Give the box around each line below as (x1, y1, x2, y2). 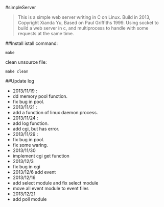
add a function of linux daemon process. (12, 110, 98, 115)
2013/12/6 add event (12, 169, 56, 175)
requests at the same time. (17, 31, 74, 36)
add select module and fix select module (12, 180, 99, 186)
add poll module (12, 196, 47, 202)
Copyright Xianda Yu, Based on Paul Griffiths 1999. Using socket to (17, 20, 159, 25)
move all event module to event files (12, 186, 89, 191)
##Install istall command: (5, 40, 58, 46)
